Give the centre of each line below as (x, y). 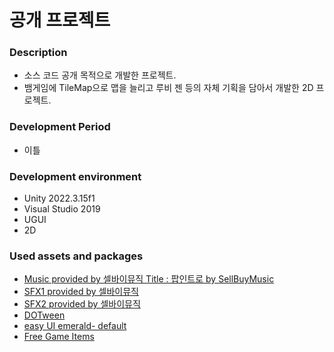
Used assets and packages (76, 256)
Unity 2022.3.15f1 (59, 198)
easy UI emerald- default (75, 326)
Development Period (60, 127)
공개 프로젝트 (60, 20)
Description (38, 53)
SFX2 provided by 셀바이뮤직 (82, 304)
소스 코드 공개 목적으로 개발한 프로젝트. (100, 75)
